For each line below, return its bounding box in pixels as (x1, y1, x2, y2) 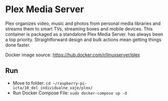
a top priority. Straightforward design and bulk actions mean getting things (5, 37, 162, 43)
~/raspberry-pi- (52, 81, 88, 86)
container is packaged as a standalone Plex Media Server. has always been (5, 31, 163, 37)
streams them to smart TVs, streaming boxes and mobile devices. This (5, 25, 153, 31)
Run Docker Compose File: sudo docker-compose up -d (12, 90, 127, 96)
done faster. (5, 42, 31, 48)
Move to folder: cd (12, 80, 51, 86)
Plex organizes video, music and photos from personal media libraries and (5, 20, 161, 26)
